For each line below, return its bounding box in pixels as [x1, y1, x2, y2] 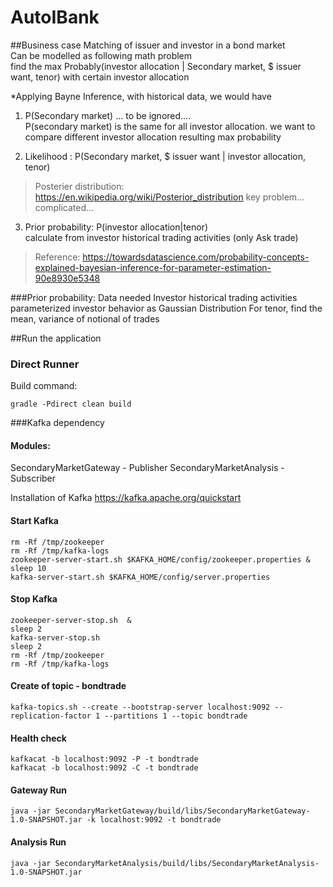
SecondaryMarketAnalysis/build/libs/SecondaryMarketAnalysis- [54, 858, 320, 868]
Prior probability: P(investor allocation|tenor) [24, 221, 209, 233]
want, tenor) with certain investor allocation [10, 71, 190, 83]
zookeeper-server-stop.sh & [10, 615, 132, 625]
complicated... [34, 201, 95, 213]
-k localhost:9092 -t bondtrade [86, 815, 222, 825]
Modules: [10, 439, 51, 451]
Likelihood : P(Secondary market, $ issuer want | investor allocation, [24, 150, 307, 162]
